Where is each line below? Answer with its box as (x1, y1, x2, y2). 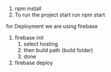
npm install (14, 5, 42, 12)
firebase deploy (14, 59, 53, 66)
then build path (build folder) (23, 47, 93, 54)
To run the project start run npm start (14, 11, 105, 18)
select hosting (23, 41, 58, 47)
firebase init (14, 34, 44, 41)
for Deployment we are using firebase (6, 23, 98, 30)
